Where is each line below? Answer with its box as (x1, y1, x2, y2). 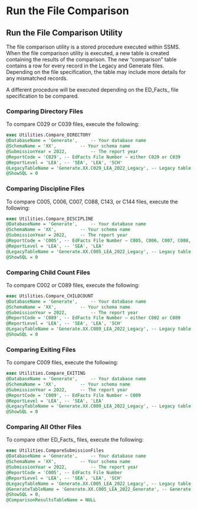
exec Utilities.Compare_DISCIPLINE (6, 216, 94, 222)
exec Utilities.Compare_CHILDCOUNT (6, 293, 94, 299)
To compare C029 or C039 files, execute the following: (6, 121, 140, 128)
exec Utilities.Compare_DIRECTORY (6, 132, 91, 138)
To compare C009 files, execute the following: (6, 359, 119, 366)
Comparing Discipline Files (6, 184, 85, 193)
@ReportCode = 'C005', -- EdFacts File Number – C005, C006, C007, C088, (6, 238, 192, 244)
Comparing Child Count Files (6, 268, 90, 276)
